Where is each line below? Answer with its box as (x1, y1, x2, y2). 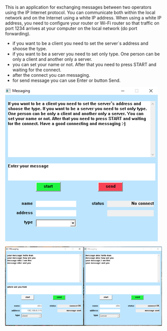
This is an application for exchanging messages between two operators (5, 4, 152, 10)
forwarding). (5, 31, 31, 36)
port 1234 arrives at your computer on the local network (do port (5, 25, 138, 31)
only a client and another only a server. (12, 56, 92, 62)
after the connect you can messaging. (12, 72, 90, 78)
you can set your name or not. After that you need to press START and (12, 62, 157, 67)
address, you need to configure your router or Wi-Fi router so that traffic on (5, 20, 160, 26)
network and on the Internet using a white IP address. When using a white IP (5, 15, 162, 20)
